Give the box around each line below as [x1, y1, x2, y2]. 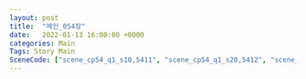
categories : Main [9, 38, 76, 48]
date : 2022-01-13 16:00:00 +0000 [9, 30, 145, 39]
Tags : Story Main [9, 47, 76, 56]
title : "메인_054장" [9, 22, 87, 31]
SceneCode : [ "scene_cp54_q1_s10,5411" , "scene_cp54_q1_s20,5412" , [9, 55, 267, 64]
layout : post [9, 13, 59, 23]
